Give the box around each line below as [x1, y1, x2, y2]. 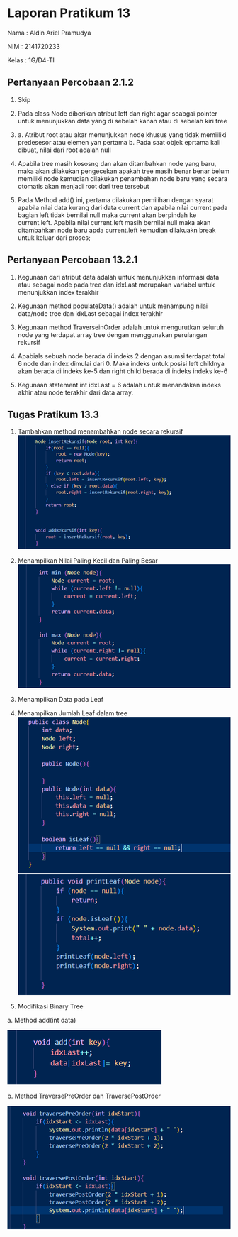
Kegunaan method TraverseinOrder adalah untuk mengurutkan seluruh [17, 323, 225, 331]
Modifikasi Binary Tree [17, 1002, 84, 1011]
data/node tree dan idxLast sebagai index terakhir [17, 309, 163, 317]
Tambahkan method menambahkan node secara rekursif [17, 427, 183, 436]
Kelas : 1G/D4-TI [7, 55, 55, 65]
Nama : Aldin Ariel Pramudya [7, 28, 91, 37]
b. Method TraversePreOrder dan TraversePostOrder [7, 1092, 161, 1100]
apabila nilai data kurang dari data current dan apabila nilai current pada [17, 203, 228, 211]
